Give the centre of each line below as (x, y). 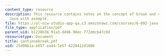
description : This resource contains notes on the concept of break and (81, 14)
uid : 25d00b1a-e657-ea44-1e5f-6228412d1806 (50, 46)
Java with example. (29, 19)
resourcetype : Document (29, 37)
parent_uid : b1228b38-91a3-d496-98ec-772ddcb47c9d (58, 32)
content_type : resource (29, 9)
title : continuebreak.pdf (31, 41)
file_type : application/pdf (34, 28)
